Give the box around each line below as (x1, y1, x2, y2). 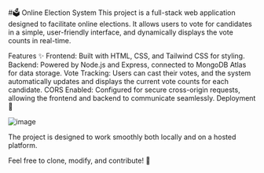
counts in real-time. (8, 36, 71, 45)
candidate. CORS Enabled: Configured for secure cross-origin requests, (8, 85, 241, 94)
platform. (8, 141, 38, 149)
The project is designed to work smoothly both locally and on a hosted (8, 132, 236, 142)
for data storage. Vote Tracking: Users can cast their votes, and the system (8, 68, 251, 78)
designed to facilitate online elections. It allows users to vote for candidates (8, 20, 253, 28)
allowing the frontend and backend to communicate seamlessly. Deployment (8, 94, 256, 102)
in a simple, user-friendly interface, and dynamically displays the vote (8, 28, 233, 37)
